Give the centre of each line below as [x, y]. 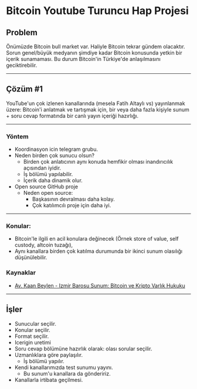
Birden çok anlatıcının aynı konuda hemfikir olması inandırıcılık [98, 162]
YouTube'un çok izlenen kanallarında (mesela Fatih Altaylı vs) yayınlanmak [96, 103]
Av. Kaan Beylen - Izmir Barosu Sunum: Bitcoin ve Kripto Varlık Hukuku [100, 285]
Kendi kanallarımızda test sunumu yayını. [64, 367]
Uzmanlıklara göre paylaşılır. [49, 355]
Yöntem [17, 136]
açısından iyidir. [42, 168]
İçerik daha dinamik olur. [53, 181]
